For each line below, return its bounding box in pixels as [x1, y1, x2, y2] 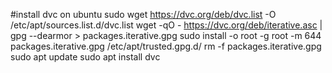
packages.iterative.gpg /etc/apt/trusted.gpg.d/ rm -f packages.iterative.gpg [10, 40, 322, 52]
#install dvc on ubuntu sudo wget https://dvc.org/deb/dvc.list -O [10, 9, 277, 20]
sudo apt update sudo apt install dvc [10, 51, 161, 63]
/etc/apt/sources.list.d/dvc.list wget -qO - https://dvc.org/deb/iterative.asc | [10, 19, 323, 31]
